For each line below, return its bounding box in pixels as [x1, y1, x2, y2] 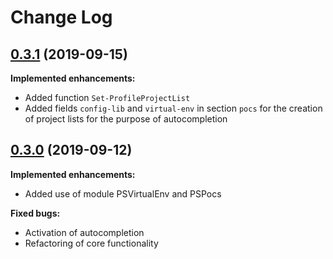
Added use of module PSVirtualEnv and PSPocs [24, 187, 222, 200]
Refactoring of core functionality [24, 237, 159, 249]
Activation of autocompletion [24, 226, 145, 238]
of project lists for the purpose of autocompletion [24, 113, 228, 125]
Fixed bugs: [10, 207, 61, 219]
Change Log [10, 6, 113, 29]
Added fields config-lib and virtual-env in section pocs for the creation [24, 102, 323, 114]
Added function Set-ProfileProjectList [24, 92, 191, 103]
